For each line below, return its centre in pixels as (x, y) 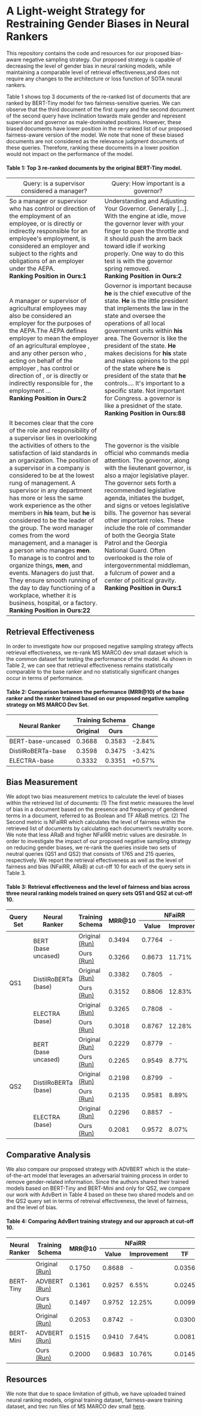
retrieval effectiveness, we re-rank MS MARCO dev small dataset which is (97, 653)
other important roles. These (144, 521)
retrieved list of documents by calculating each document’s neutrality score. (100, 828)
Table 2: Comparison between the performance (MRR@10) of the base (95, 692)
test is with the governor (138, 261)
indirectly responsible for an (48, 231)
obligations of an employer (47, 261)
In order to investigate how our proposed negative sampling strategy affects (100, 646)
